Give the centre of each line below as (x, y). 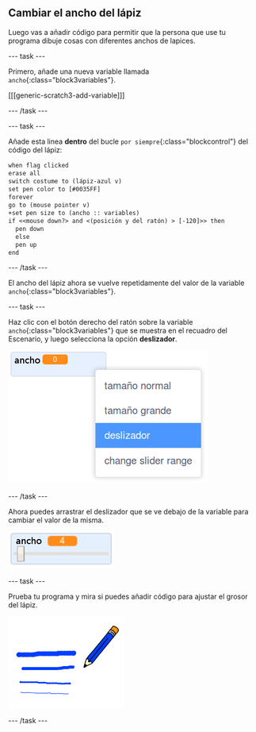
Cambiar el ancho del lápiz (75, 13)
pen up (26, 245)
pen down (30, 229)
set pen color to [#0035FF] (55, 189)
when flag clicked (38, 165)
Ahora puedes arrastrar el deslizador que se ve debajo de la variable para (128, 511)
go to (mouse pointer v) (49, 205)
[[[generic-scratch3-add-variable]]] (67, 95)
